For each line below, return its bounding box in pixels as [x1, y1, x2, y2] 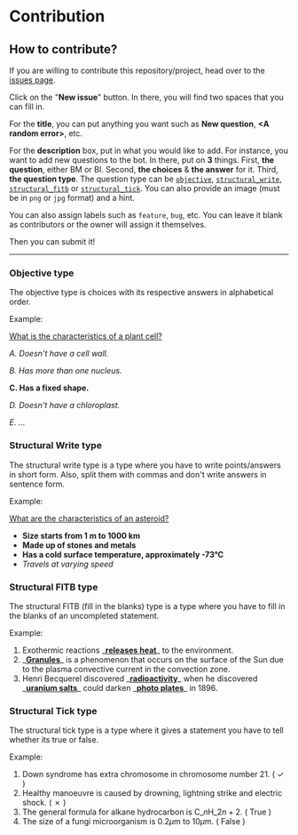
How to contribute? [9, 42, 118, 57]
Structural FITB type [9, 581, 98, 593]
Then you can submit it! [9, 237, 96, 246]
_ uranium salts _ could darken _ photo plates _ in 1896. [21, 682, 218, 693]
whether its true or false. [9, 735, 99, 745]
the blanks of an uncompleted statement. [9, 610, 160, 621]
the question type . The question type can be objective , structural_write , [9, 173, 282, 184]
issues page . [9, 75, 56, 85]
